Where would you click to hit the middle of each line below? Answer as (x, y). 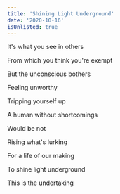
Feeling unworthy (32, 88)
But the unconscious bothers (49, 74)
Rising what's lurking (38, 142)
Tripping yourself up (36, 101)
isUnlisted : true (33, 27)
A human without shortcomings (53, 115)
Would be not (27, 129)
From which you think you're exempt (60, 60)
